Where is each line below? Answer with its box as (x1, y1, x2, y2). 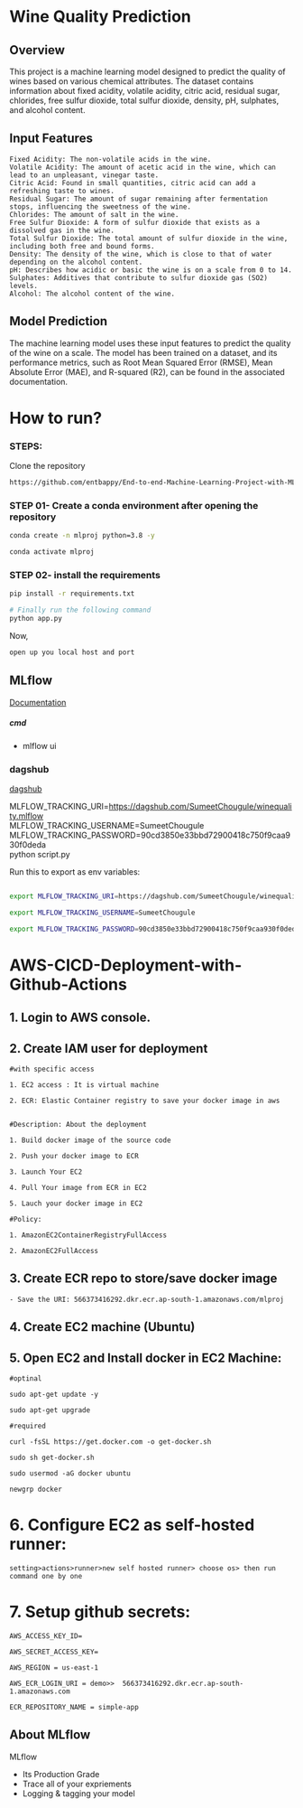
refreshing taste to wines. (9, 186, 115, 195)
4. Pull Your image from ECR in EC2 (9, 1183, 147, 1192)
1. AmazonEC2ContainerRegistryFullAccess (9, 1231, 168, 1240)
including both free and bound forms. (9, 241, 155, 250)
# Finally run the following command (9, 605, 151, 615)
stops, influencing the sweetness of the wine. (9, 201, 192, 211)
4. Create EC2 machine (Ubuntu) (9, 1319, 196, 1335)
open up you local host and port (9, 648, 135, 657)
